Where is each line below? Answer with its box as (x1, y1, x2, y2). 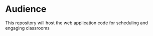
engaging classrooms (5, 25, 50, 31)
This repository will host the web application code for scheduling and (5, 20, 148, 26)
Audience (5, 3, 47, 15)
